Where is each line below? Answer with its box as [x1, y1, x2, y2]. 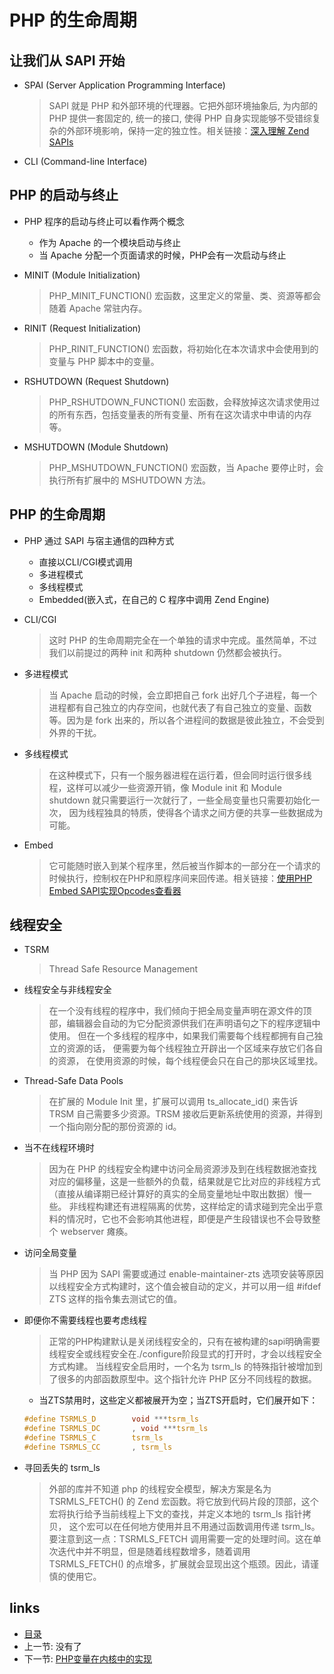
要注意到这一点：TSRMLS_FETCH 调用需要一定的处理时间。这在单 [48, 1532, 322, 1545]
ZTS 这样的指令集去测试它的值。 [48, 1293, 183, 1305]
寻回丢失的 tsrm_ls [23, 1461, 101, 1473]
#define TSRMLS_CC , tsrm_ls [23, 1442, 173, 1453]
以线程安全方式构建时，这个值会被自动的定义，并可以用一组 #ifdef [48, 1281, 322, 1293]
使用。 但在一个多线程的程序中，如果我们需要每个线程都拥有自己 [48, 1030, 315, 1042]
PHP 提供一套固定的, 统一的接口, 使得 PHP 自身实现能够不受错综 [48, 112, 312, 124]
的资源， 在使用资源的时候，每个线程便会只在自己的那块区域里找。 [48, 1055, 324, 1067]
